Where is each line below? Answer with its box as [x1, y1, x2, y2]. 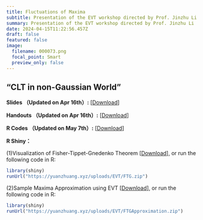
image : [6, 43, 23, 49]
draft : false [6, 32, 40, 38]
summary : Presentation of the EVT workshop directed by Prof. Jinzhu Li [6, 20, 194, 26]
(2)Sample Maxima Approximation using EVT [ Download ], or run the [6, 184, 176, 192]
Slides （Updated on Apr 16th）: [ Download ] [6, 99, 120, 106]
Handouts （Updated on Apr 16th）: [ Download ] [6, 112, 129, 119]
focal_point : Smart [12, 54, 61, 60]
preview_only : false [12, 59, 64, 65]
